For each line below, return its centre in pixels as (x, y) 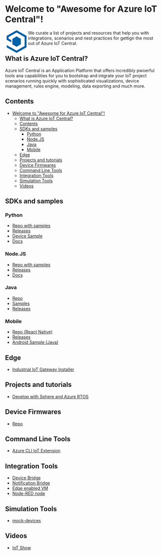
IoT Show (21, 548)
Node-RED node (29, 493)
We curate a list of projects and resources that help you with (89, 33)
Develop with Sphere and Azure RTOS (50, 396)
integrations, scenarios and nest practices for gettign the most (91, 38)
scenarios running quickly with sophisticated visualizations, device (72, 81)
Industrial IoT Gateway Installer (43, 369)
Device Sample (27, 236)
